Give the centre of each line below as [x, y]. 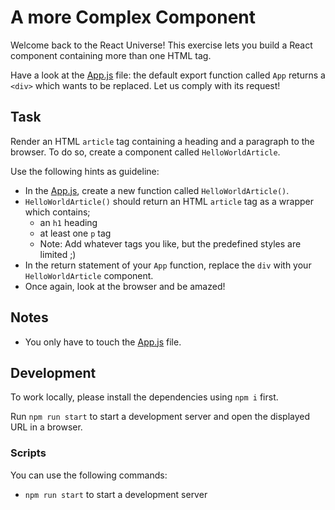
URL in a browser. [46, 427]
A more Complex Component [133, 17]
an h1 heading [68, 222]
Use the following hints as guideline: [85, 171]
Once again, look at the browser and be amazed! [125, 286]
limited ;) [58, 254]
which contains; [57, 212]
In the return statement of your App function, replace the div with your [168, 265]
